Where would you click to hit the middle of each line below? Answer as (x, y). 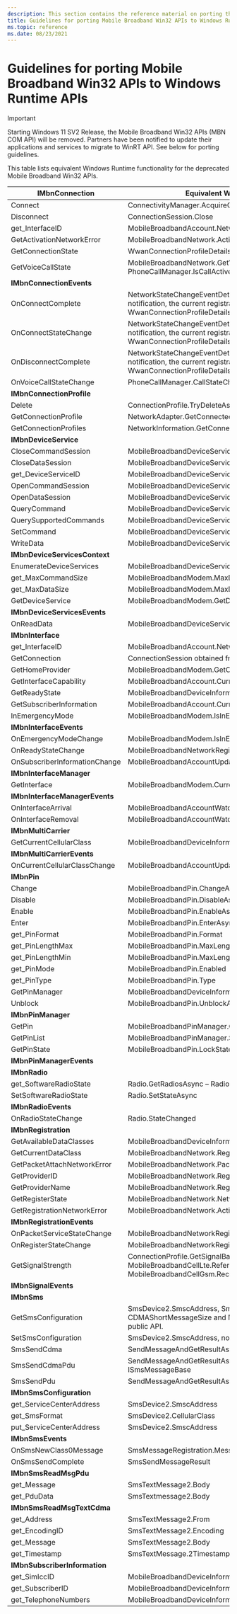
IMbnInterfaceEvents (47, 728)
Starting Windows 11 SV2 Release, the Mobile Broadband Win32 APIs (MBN (116, 132)
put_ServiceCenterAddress (55, 1427)
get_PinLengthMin (41, 958)
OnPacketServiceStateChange (61, 1234)
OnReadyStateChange (48, 750)
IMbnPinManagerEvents (52, 1061)
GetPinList (28, 1038)
